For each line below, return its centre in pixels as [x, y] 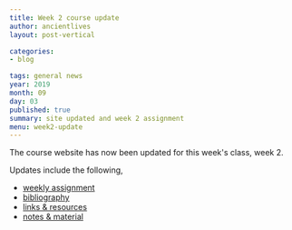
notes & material [53, 217]
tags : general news [46, 76]
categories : [32, 51]
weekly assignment [58, 188]
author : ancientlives [50, 26]
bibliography [46, 197]
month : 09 [28, 93]
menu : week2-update [46, 127]
